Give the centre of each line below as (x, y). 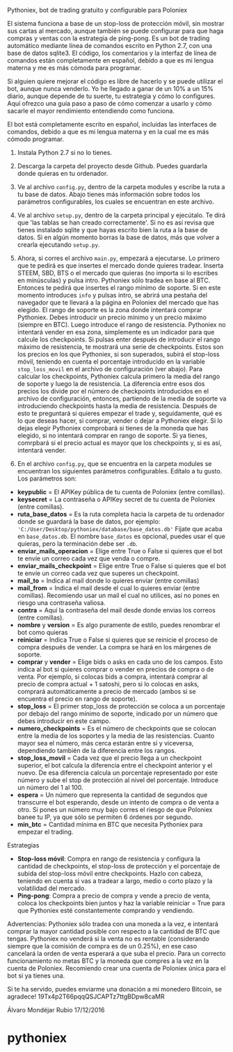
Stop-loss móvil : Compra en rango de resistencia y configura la (109, 859)
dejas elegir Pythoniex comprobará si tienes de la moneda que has (113, 428)
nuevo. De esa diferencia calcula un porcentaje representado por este (117, 772)
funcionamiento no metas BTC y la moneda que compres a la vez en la (108, 961)
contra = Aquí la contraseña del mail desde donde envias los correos (116, 610)
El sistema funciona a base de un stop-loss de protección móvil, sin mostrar (116, 23)
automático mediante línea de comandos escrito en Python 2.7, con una (110, 46)
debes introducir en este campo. (64, 721)
